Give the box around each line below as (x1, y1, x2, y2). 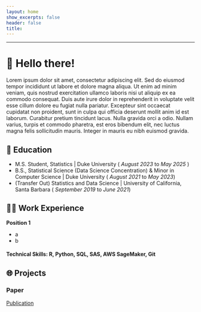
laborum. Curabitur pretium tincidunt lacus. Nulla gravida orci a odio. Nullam (6, 115, 193, 122)
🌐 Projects (6, 268, 47, 278)
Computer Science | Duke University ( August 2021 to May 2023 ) (14, 173, 175, 180)
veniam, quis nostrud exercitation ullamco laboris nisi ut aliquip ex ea (6, 89, 176, 96)
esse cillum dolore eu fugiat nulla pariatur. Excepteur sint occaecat (6, 102, 170, 109)
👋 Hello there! (6, 57, 75, 71)
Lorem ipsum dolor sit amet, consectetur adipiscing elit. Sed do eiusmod (6, 77, 185, 84)
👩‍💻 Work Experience (6, 203, 84, 213)
